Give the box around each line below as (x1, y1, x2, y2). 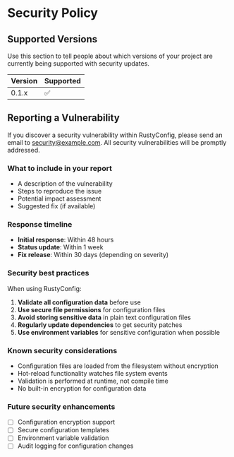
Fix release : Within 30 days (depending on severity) (17, 251, 169, 259)
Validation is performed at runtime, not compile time (17, 376, 169, 385)
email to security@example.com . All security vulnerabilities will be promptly (7, 138, 227, 146)
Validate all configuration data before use (17, 298, 141, 307)
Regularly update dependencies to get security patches (17, 320, 183, 329)
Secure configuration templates (17, 426, 109, 434)
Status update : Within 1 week (17, 243, 104, 251)
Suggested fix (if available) (17, 202, 96, 210)
